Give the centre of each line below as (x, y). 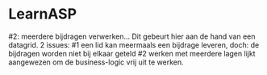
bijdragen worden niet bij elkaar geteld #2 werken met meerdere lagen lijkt (132, 53)
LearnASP (43, 14)
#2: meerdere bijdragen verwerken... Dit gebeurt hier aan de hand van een (132, 36)
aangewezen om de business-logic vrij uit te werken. (96, 62)
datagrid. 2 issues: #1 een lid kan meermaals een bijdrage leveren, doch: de (134, 44)
